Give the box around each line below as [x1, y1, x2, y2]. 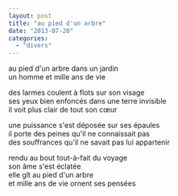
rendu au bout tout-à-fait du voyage [8, 153, 127, 163]
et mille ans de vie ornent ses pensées [8, 178, 136, 189]
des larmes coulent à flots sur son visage [8, 88, 145, 97]
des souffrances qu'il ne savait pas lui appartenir [8, 137, 171, 147]
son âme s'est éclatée [8, 161, 81, 171]
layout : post [8, 11, 52, 20]
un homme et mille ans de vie [8, 72, 106, 82]
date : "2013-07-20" [8, 27, 74, 35]
